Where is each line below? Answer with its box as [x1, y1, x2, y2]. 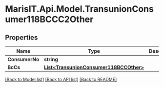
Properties [5, 33, 38, 42]
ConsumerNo [7, 56, 40, 63]
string [43, 56, 59, 63]
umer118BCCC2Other [5, 14, 94, 25]
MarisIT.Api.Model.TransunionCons [5, 3, 154, 15]
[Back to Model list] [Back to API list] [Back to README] [5, 77, 117, 82]
